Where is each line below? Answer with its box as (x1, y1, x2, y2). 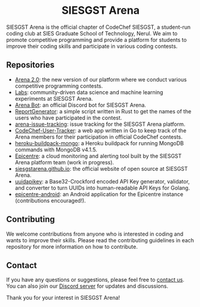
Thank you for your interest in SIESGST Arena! (6, 294, 120, 302)
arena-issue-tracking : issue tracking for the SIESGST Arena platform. (14, 121, 186, 128)
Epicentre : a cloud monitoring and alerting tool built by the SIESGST (14, 152, 182, 159)
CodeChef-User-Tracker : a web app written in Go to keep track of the (14, 127, 187, 134)
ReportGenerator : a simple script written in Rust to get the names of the (14, 107, 192, 115)
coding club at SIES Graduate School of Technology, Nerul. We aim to (6, 29, 178, 37)
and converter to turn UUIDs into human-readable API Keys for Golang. (14, 184, 190, 191)
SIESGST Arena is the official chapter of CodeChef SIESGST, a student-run (6, 23, 191, 31)
